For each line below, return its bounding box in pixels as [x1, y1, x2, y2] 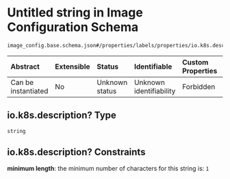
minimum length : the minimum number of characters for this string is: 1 [7, 165, 209, 173]
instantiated [10, 86, 49, 95]
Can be [10, 77, 34, 87]
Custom [182, 57, 209, 67]
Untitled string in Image [7, 5, 144, 21]
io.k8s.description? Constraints [7, 146, 146, 158]
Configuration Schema [7, 19, 139, 35]
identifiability [133, 86, 176, 95]
